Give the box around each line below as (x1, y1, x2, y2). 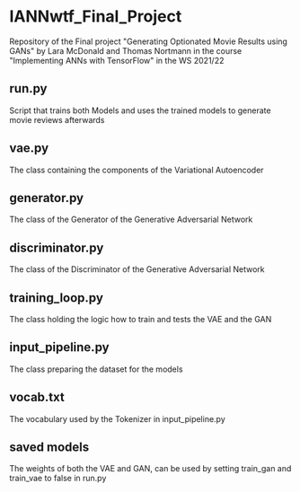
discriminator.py (9, 240, 104, 255)
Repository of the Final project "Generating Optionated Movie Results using (9, 36, 287, 47)
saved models (9, 440, 90, 455)
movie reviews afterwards (9, 114, 105, 125)
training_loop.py (9, 290, 103, 305)
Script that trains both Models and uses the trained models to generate (9, 105, 271, 116)
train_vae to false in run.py (9, 473, 107, 484)
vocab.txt (9, 390, 65, 405)
